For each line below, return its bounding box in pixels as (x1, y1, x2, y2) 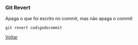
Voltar (5, 34, 18, 40)
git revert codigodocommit (5, 25, 62, 30)
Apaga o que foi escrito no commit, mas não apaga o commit (5, 16, 133, 22)
